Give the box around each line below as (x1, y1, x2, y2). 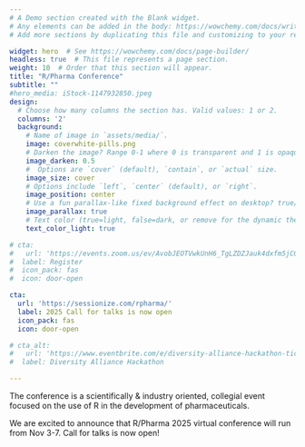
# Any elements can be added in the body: (9, 22, 172, 31)
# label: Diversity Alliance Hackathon (9, 358, 165, 367)
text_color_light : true (25, 223, 116, 233)
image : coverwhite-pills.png (25, 140, 136, 149)
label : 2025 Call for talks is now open (17, 307, 172, 316)
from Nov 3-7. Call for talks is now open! (9, 428, 161, 438)
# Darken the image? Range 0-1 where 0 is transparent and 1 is (25, 148, 274, 157)
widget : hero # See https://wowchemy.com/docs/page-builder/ (9, 46, 250, 55)
